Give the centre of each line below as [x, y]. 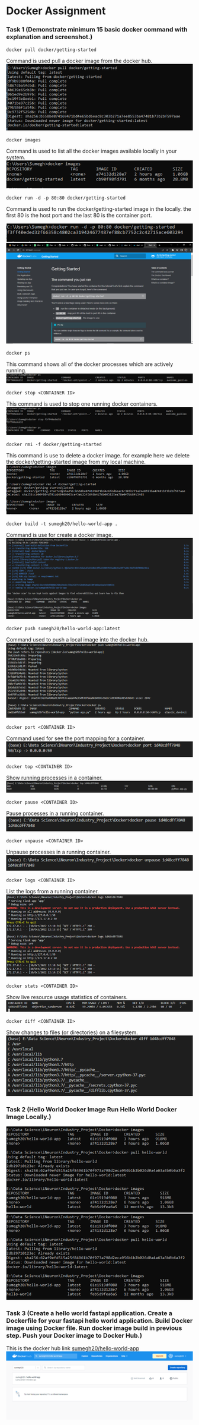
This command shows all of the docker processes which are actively [90, 364]
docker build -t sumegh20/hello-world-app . [62, 524]
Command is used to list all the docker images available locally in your [92, 151]
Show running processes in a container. [54, 778]
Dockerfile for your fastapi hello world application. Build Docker [99, 1320]
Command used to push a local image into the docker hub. [78, 640]
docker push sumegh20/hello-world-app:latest [63, 629]
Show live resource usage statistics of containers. [67, 997]
